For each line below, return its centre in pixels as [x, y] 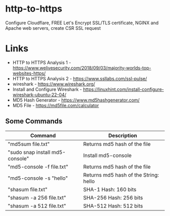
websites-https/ [29, 73]
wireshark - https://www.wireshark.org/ [54, 84]
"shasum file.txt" [28, 189]
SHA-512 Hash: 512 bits [113, 206]
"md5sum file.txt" [29, 144]
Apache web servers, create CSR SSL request [53, 28]
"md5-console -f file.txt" [38, 167]
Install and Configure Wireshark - [47, 89]
